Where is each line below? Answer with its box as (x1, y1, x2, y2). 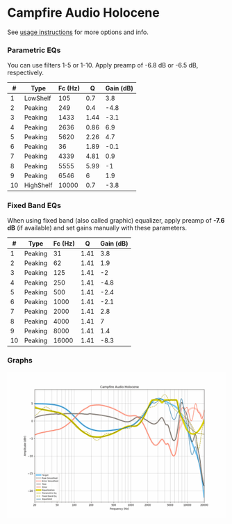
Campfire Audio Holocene (7, 5, 160, 21)
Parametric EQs (7, 45, 61, 55)
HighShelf (24, 181, 53, 189)
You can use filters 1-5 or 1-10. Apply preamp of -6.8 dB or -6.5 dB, (7, 61, 199, 70)
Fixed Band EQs (7, 200, 61, 210)
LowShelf (24, 94, 51, 102)
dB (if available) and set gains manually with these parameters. (7, 224, 188, 232)
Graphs (7, 356, 33, 365)
